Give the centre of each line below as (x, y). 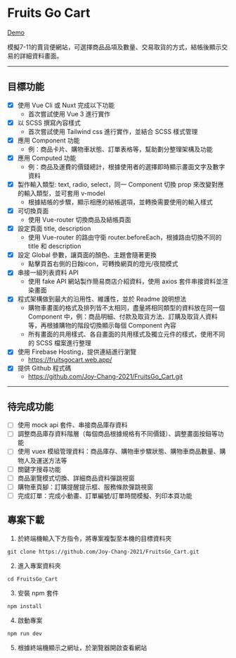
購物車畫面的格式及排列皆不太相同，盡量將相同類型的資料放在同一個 (126, 308)
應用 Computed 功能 (47, 158)
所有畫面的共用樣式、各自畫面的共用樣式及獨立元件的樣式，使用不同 (126, 334)
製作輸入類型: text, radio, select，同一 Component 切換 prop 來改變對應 (121, 184)
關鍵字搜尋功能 (39, 469)
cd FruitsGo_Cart (33, 579)
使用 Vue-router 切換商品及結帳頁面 (79, 220)
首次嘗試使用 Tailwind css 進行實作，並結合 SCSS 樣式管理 (113, 131)
